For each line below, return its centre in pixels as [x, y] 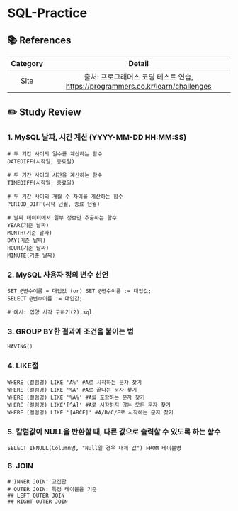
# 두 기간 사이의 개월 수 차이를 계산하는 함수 [66, 197]
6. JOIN [21, 466]
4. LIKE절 [23, 366]
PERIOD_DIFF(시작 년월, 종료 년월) [54, 204]
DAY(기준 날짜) [27, 240]
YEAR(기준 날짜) [28, 225]
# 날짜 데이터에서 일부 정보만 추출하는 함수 [62, 218]
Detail [138, 64]
